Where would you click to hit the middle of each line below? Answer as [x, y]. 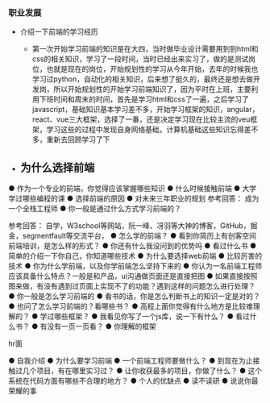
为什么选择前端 [57, 167]
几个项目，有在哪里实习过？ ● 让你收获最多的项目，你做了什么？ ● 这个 [142, 371]
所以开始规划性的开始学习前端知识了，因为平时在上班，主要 [152, 89]
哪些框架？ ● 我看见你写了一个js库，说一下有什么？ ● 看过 [152, 317]
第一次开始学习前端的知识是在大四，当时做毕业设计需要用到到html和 [145, 49]
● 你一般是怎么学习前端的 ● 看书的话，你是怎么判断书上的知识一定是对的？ [134, 297]
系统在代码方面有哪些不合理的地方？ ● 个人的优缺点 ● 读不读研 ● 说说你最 [134, 381]
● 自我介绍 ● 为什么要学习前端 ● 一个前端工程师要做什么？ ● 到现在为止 [131, 361]
